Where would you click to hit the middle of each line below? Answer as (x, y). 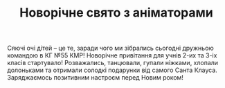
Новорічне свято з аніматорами (116, 13)
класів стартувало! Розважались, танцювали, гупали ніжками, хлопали (113, 63)
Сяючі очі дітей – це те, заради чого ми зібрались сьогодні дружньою (111, 48)
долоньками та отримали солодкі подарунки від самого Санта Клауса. (112, 70)
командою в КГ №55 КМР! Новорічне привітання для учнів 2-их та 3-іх (112, 55)
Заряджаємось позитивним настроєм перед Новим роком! (95, 78)
